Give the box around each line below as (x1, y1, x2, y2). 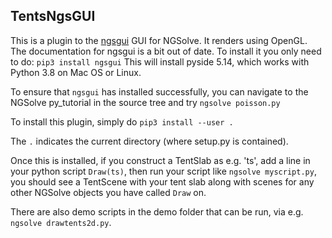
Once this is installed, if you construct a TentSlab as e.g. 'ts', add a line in (10, 154, 311, 166)
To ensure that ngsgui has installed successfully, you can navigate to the (10, 85, 309, 98)
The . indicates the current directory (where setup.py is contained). (10, 135, 289, 147)
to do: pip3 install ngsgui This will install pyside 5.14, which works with (10, 55, 310, 68)
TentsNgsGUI (10, 8, 96, 25)
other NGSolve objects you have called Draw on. (10, 186, 207, 198)
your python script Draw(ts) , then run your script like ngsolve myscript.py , (10, 165, 317, 177)
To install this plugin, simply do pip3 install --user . (10, 115, 234, 128)
